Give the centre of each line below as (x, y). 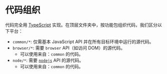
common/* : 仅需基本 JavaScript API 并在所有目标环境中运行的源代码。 (83, 41)
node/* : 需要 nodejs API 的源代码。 (48, 60)
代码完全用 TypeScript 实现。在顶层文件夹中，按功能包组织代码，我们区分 (81, 25)
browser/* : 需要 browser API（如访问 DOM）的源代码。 (69, 48)
